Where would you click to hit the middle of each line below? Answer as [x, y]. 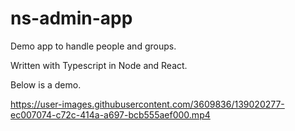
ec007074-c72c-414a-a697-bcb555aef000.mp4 [110, 114]
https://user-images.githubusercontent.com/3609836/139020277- [147, 104]
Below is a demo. [46, 84]
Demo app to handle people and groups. [93, 46]
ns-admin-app [71, 18]
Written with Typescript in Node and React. [99, 65]
